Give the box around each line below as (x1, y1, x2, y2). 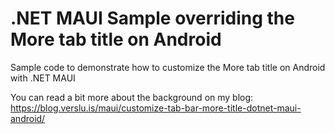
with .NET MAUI (10, 72, 76, 84)
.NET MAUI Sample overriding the (10, 7, 295, 30)
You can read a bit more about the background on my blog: (10, 91, 254, 103)
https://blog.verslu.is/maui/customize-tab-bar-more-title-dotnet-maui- (10, 102, 302, 114)
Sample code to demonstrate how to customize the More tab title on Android (10, 61, 326, 73)
